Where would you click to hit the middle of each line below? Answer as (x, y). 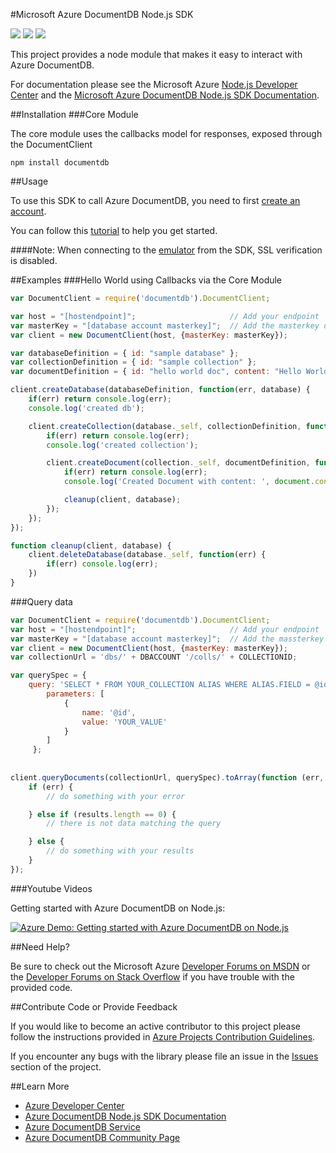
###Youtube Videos (51, 888)
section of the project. (56, 1066)
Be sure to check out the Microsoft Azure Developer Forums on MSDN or (160, 966)
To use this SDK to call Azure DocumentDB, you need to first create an (155, 200)
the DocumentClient (51, 144)
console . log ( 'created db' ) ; (86, 408)
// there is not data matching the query (134, 824)
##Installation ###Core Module (74, 114)
